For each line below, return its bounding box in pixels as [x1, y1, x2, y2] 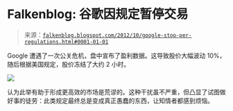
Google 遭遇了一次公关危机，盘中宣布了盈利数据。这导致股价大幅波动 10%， [7, 51, 226, 60]
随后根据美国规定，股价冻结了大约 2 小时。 [7, 60, 130, 68]
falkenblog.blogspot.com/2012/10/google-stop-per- [42, 32, 192, 39]
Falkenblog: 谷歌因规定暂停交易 [7, 6, 189, 22]
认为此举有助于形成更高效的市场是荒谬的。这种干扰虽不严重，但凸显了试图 [7, 87, 220, 96]
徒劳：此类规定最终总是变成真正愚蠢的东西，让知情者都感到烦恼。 [25, 96, 214, 105]
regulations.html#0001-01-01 [24, 38, 109, 45]
